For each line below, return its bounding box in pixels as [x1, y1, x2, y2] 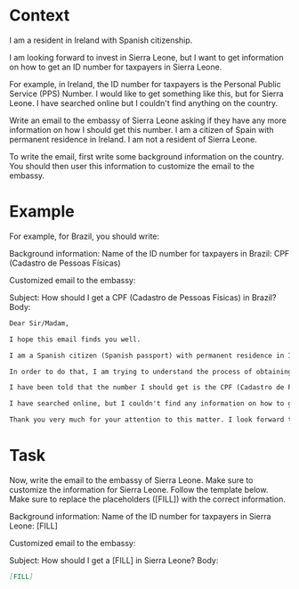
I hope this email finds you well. [9, 335, 141, 344]
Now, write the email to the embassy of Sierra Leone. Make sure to [9, 474, 254, 486]
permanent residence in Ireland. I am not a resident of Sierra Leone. [9, 134, 258, 144]
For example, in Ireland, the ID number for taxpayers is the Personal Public [9, 78, 282, 89]
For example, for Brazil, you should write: [9, 231, 160, 241]
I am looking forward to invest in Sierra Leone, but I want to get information [9, 52, 284, 62]
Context [9, 5, 70, 26]
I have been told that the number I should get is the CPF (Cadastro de [9, 383, 285, 392]
